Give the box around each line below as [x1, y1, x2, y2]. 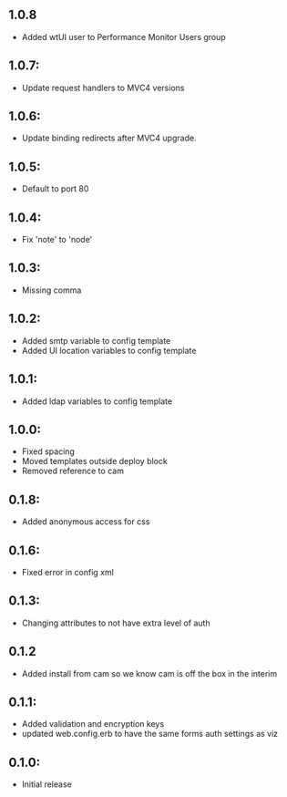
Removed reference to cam [21, 465, 125, 477]
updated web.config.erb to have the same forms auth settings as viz [21, 729, 279, 740]
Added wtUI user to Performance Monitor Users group [21, 31, 227, 42]
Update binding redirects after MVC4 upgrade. [21, 132, 197, 144]
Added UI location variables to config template [21, 345, 197, 356]
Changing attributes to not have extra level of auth [21, 617, 210, 628]
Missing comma [21, 285, 82, 295]
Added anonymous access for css [21, 516, 150, 527]
